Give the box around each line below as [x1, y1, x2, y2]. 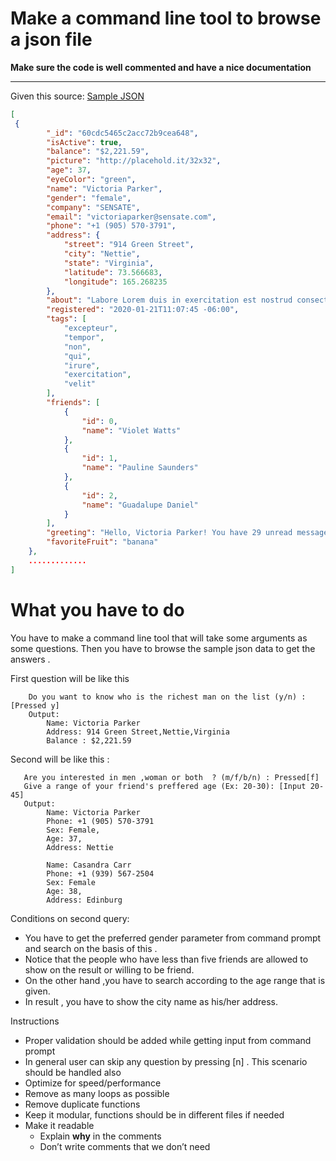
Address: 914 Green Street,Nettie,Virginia [46, 727, 230, 737]
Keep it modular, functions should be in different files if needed [24, 1108, 285, 1121]
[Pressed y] [10, 700, 60, 711]
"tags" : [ [46, 314, 87, 324]
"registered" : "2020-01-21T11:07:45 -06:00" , [46, 305, 240, 315]
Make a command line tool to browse [10, 7, 322, 30]
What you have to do [10, 598, 185, 621]
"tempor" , [63, 332, 105, 342]
